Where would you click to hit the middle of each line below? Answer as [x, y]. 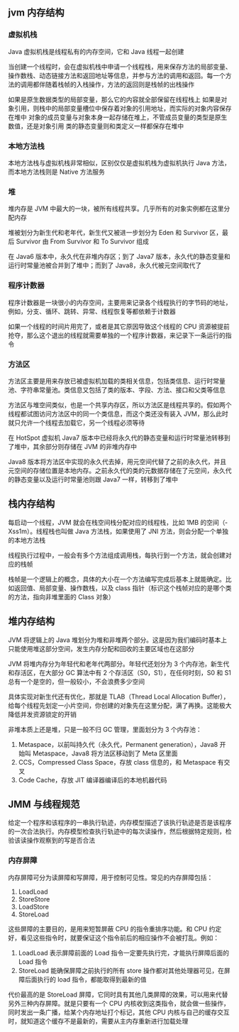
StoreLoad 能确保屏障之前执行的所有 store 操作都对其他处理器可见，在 [121, 970]
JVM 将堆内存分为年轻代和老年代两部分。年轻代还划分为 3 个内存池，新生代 [119, 664]
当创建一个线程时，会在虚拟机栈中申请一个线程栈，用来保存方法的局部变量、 [120, 67]
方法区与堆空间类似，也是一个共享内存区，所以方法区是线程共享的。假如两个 [120, 405]
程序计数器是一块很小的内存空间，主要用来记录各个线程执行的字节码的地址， [120, 302]
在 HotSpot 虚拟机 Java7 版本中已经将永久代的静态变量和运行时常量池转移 [116, 438]
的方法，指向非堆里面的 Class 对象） [62, 597]
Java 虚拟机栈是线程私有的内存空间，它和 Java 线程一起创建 [96, 51]
